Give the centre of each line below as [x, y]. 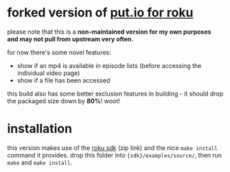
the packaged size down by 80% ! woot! [64, 100]
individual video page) [48, 73]
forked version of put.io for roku [100, 13]
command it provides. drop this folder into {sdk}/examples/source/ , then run [115, 155]
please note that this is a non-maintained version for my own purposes [109, 32]
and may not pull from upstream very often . [70, 39]
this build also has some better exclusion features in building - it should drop [115, 94]
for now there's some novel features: [59, 52]
